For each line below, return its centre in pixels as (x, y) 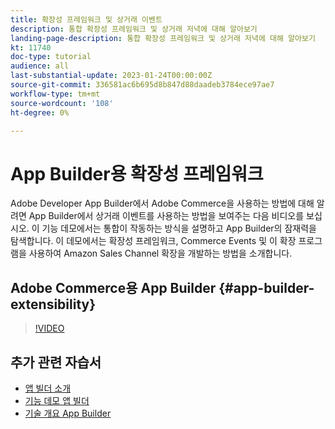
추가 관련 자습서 (56, 362)
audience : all (40, 66)
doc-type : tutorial (51, 57)
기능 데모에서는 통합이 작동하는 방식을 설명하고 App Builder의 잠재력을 (179, 228)
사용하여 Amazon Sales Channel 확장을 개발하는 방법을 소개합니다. (160, 253)
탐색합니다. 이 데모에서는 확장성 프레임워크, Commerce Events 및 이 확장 (153, 241)
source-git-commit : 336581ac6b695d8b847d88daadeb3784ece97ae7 (142, 85)
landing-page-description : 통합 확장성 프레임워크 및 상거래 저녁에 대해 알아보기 (163, 38)
